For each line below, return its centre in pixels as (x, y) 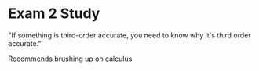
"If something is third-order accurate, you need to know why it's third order (129, 35)
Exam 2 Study (54, 14)
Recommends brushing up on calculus (70, 59)
